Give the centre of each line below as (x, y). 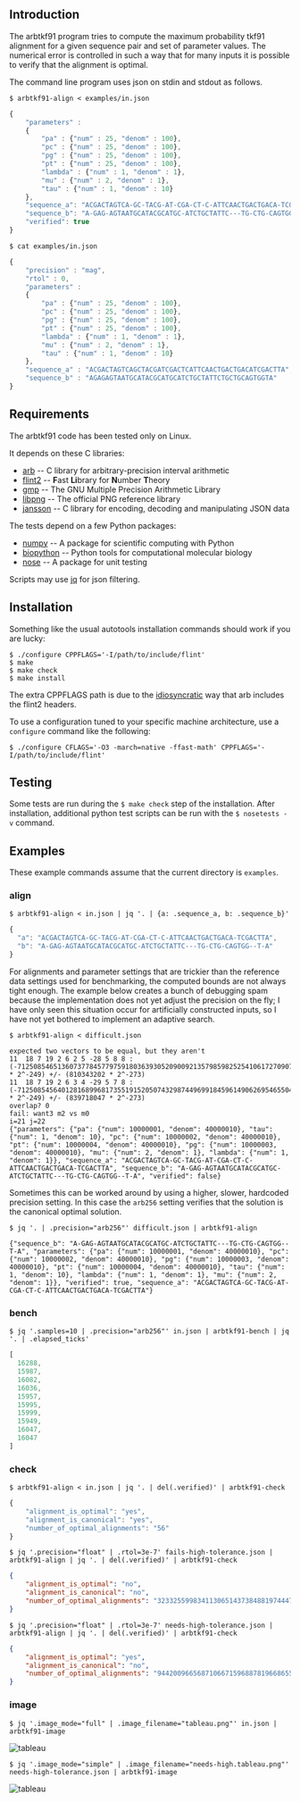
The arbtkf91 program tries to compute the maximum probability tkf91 (137, 36)
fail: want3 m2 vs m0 (50, 1114)
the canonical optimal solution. (66, 1211)
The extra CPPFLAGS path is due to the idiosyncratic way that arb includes (147, 695)
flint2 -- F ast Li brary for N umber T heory (96, 480)
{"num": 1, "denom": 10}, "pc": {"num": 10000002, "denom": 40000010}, (145, 1137)
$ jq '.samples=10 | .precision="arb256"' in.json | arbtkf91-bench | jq (150, 1331)
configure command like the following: (80, 730)
